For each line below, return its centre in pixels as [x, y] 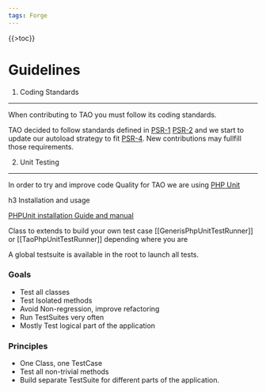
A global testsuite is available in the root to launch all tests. [104, 254]
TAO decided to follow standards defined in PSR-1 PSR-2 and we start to [126, 130]
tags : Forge [28, 15]
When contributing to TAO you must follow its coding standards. [112, 115]
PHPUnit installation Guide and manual [71, 215]
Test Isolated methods [56, 300]
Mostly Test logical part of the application [87, 326]
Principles [28, 346]
